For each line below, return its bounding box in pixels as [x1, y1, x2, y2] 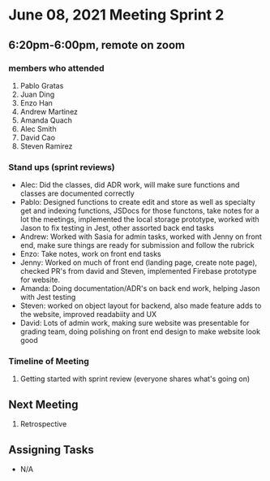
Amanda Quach [19, 115, 73, 125]
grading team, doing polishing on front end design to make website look [19, 327, 261, 336]
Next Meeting [8, 397, 79, 411]
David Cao [19, 132, 55, 142]
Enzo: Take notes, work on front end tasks [19, 249, 161, 259]
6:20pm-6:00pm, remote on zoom [8, 38, 185, 52]
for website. [19, 275, 61, 285]
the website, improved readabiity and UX [19, 310, 156, 319]
